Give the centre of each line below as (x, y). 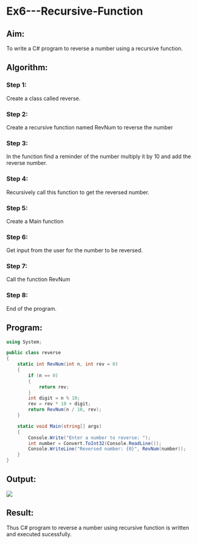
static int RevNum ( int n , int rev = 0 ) (68, 364)
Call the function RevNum (38, 280)
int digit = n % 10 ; (54, 398)
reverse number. (27, 163)
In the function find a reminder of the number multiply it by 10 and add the (99, 156)
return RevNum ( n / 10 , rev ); (65, 410)
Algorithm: (27, 67)
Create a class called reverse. (43, 98)
